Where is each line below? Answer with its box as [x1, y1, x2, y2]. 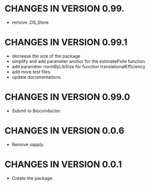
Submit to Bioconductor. [11, 107, 61, 114]
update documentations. [11, 74, 62, 80]
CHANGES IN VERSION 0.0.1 [4, 159, 122, 170]
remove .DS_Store [11, 19, 49, 25]
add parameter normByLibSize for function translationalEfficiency [11, 63, 146, 69]
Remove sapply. [11, 141, 45, 147]
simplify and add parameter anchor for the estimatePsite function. [11, 58, 147, 64]
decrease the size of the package [11, 53, 80, 59]
